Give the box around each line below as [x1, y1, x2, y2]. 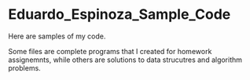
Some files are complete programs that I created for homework [8, 46, 212, 56]
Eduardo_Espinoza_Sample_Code [8, 5, 231, 24]
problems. [8, 63, 41, 72]
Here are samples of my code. [8, 31, 106, 41]
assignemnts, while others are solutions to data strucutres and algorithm [8, 55, 242, 64]
